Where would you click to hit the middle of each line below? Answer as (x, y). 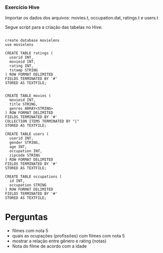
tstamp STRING (24, 70)
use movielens (19, 45)
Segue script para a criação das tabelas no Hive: (54, 27)
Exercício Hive (22, 7)
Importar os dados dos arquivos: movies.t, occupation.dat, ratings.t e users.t (82, 18)
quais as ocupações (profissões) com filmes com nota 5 (68, 236)
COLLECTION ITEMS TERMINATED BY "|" (42, 121)
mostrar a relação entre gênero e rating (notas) (59, 241)
